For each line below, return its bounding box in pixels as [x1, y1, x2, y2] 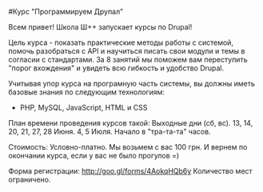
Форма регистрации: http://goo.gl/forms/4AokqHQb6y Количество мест [8, 166, 253, 175]
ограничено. [8, 175, 51, 184]
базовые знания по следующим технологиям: [8, 87, 165, 97]
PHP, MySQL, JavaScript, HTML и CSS [19, 103, 148, 112]
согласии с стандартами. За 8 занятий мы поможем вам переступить [8, 55, 248, 64]
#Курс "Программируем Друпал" [8, 7, 124, 16]
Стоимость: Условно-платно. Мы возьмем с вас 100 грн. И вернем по [8, 142, 248, 151]
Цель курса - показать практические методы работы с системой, [8, 38, 234, 47]
